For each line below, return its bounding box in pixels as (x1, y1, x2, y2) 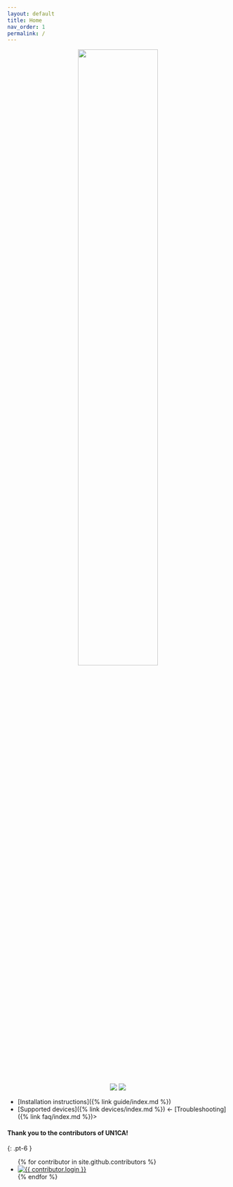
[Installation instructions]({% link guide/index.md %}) (17, 1098, 172, 1106)
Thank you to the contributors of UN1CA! (7, 1128, 128, 1137)
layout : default (7, 10, 55, 18)
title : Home (7, 17, 42, 24)
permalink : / (7, 29, 46, 37)
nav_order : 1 (7, 23, 46, 30)
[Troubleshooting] (174, 1105, 227, 1113)
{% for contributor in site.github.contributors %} (17, 1158, 157, 1166)
